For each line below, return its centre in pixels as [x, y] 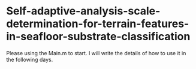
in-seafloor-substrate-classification [98, 37]
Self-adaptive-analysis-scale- [83, 11]
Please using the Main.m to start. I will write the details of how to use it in [96, 53]
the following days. [30, 59]
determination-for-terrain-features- [98, 24]
